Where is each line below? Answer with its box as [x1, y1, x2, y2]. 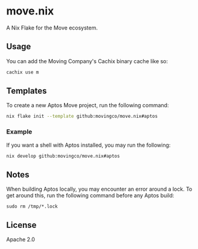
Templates [6, 86, 47, 96]
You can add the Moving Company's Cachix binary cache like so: [6, 57, 168, 64]
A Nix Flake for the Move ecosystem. [6, 24, 98, 31]
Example [6, 128, 33, 136]
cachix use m [6, 69, 39, 75]
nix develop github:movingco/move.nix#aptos [6, 153, 120, 159]
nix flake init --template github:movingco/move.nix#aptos [6, 113, 158, 120]
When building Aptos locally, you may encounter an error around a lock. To [6, 185, 193, 193]
